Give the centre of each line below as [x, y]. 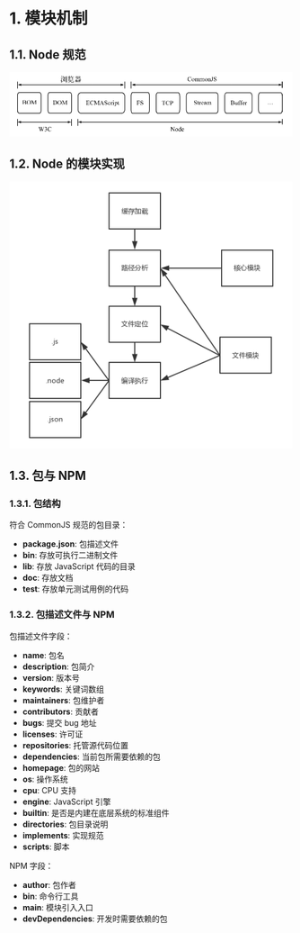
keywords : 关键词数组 [63, 689]
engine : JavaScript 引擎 [66, 802]
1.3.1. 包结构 [35, 503]
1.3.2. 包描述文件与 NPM [62, 615]
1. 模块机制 [49, 18]
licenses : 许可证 [53, 734]
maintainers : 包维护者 [63, 700]
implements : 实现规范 [63, 835]
